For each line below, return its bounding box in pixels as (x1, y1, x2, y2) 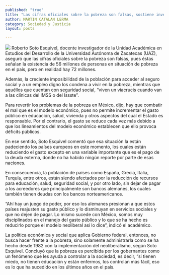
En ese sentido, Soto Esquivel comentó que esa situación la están (5, 139, 141, 145)
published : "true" (5, 7, 44, 13)
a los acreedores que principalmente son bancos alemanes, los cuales (5, 186, 151, 192)
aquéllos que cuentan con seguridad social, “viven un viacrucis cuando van (5, 87, 162, 93)
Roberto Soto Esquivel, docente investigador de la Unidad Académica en (11, 45, 162, 51)
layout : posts (5, 26, 35, 31)
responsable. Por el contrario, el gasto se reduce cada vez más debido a (5, 118, 155, 124)
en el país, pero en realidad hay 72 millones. (5, 66, 97, 73)
